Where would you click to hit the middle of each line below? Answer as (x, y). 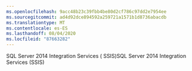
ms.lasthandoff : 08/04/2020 (41, 34)
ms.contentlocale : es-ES (37, 28)
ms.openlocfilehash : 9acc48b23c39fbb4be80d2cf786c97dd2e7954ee (86, 12)
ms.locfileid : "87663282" (38, 39)
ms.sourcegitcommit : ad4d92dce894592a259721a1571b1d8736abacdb (86, 17)
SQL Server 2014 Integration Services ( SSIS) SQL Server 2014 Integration (96, 56)
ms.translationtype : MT (36, 22)
